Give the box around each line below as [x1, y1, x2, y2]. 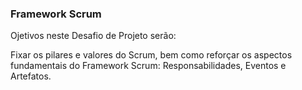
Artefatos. [10, 70, 52, 82]
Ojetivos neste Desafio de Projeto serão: [10, 30, 177, 42]
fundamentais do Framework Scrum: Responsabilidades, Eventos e [10, 60, 287, 72]
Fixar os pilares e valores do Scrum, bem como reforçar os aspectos [10, 49, 293, 61]
